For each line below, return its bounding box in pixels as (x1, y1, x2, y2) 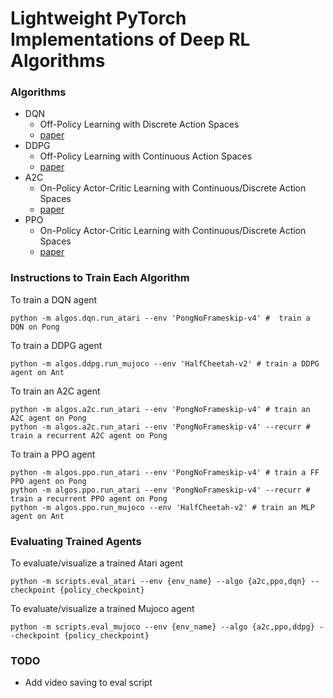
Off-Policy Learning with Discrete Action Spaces (39, 118, 240, 131)
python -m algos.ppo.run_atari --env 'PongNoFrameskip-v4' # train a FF (10, 467, 320, 477)
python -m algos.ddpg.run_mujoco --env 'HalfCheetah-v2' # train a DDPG (10, 358, 320, 369)
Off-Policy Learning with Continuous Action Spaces (39, 150, 253, 162)
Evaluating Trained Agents (10, 534, 142, 548)
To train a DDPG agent (10, 339, 103, 351)
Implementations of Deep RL (10, 28, 251, 51)
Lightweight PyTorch (10, 7, 187, 30)
